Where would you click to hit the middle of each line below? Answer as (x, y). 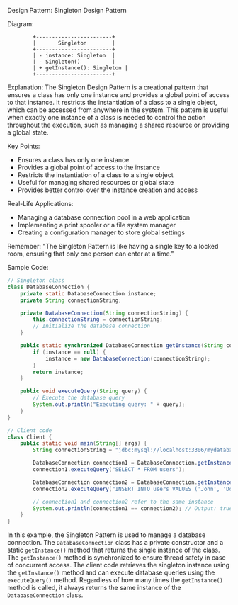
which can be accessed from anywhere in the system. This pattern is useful (118, 110)
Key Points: (24, 146)
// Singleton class (36, 281)
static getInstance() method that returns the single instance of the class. (114, 550)
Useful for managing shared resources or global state (96, 182)
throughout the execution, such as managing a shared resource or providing (118, 125)
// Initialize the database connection (92, 326)
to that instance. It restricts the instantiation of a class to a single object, (112, 102)
